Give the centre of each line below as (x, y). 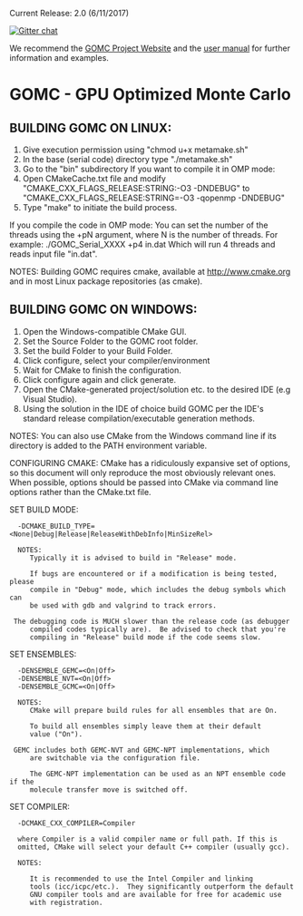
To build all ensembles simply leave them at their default (145, 726)
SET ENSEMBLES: (43, 654)
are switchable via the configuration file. (115, 758)
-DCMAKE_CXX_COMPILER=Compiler (77, 823)
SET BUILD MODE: (44, 509)
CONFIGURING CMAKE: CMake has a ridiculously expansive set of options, (150, 463)
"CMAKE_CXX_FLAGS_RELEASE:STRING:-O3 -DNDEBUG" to (136, 188)
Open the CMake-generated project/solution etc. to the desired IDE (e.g (156, 389)
